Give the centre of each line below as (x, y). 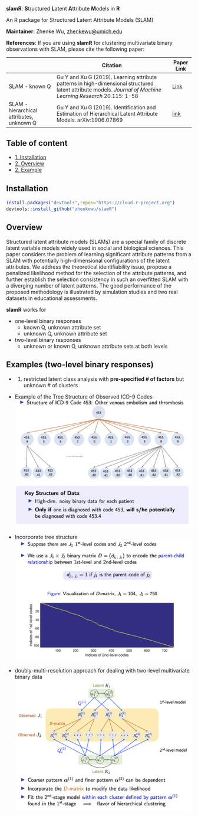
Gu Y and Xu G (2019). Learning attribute (107, 77)
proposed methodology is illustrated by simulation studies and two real (92, 292)
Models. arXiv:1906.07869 (90, 120)
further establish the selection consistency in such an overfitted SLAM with (97, 279)
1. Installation (30, 157)
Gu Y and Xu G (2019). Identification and (106, 107)
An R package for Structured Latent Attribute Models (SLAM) (80, 20)
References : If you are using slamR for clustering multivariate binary (89, 43)
